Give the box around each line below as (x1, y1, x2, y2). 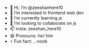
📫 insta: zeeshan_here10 (9, 26, 61, 31)
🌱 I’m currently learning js (9, 15, 62, 21)
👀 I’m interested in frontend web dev (9, 10, 84, 16)
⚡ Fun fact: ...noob (9, 38, 48, 44)
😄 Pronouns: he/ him (9, 33, 53, 39)
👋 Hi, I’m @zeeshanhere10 (9, 5, 63, 10)
